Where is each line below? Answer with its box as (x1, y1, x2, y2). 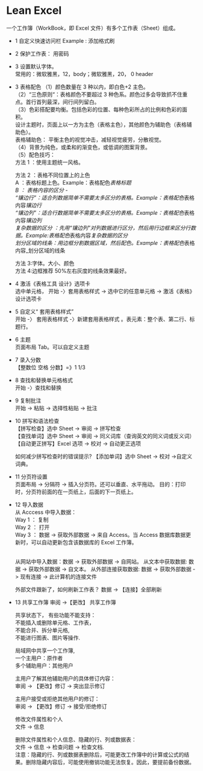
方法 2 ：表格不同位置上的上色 (14, 171, 90, 179)
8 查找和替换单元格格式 (14, 376, 73, 384)
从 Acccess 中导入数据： (14, 508, 77, 516)
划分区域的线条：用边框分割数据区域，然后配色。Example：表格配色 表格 (14, 239, 195, 246)
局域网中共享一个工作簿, (14, 647, 75, 654)
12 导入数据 (14, 501, 43, 508)
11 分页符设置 (14, 473, 48, 480)
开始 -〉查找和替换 (14, 384, 62, 391)
